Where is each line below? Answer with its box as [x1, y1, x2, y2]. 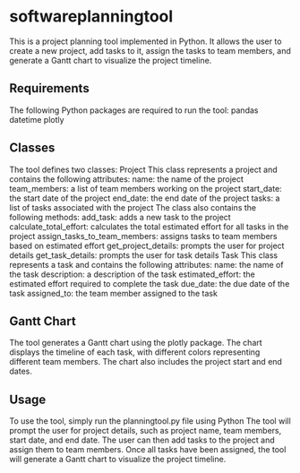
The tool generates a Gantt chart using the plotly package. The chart [9, 338, 262, 348]
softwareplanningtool [9, 6, 174, 27]
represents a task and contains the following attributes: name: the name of [9, 259, 284, 270]
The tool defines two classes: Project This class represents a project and [9, 164, 278, 175]
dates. [9, 365, 33, 377]
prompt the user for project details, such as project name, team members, [9, 426, 282, 436]
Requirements [9, 81, 90, 96]
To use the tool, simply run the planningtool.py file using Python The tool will [9, 416, 291, 426]
